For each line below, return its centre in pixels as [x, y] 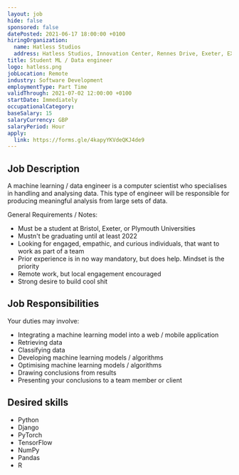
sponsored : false [33, 27]
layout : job [25, 14]
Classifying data [41, 350]
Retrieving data [40, 342]
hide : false [25, 21]
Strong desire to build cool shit [63, 281]
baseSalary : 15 [30, 113]
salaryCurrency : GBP [38, 120]
